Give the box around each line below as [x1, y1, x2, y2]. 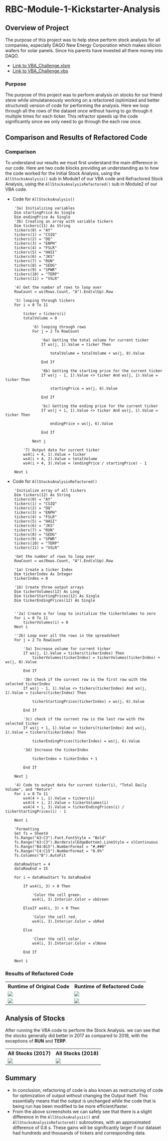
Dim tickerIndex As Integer [14, 571, 73, 576]
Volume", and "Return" [5, 787, 53, 792]
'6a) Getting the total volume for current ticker [41, 338, 149, 343]
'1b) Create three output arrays [14, 584, 84, 590]
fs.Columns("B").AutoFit [14, 853, 66, 858]
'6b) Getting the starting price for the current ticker [41, 368, 163, 373]
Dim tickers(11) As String [14, 223, 71, 228]
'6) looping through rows [32, 324, 86, 330]
